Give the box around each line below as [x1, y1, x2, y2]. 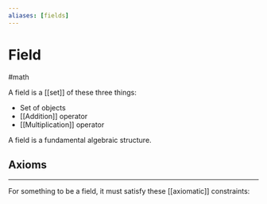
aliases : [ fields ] [8, 11, 69, 20]
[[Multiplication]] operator [19, 120, 105, 129]
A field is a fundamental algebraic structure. [8, 135, 153, 144]
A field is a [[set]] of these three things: [8, 87, 137, 97]
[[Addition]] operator [19, 111, 88, 121]
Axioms [8, 158, 48, 171]
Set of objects [19, 102, 66, 112]
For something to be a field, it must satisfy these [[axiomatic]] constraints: [8, 187, 250, 196]
